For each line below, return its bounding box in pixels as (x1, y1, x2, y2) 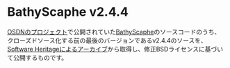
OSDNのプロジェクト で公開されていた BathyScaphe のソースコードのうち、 (7, 27, 221, 36)
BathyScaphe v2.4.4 (7, 4, 129, 20)
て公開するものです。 (7, 53, 68, 62)
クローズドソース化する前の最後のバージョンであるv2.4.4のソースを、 (7, 36, 207, 45)
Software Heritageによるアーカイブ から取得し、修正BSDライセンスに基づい (7, 45, 224, 53)
